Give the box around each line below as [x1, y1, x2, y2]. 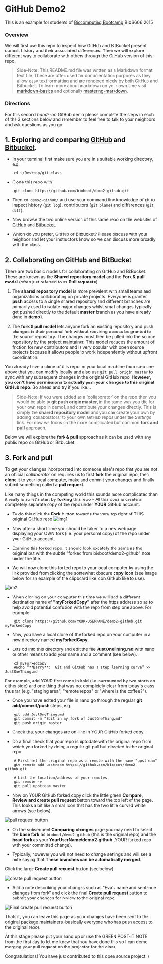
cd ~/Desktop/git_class [14, 171, 62, 176]
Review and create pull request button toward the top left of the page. [12, 797, 154, 803]
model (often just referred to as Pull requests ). [5, 279, 99, 285]
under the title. [12, 555, 42, 561]
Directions [5, 100, 30, 107]
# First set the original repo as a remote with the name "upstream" [14, 758, 158, 763]
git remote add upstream [14, 762, 64, 767]
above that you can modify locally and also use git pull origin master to [5, 369, 153, 375]
